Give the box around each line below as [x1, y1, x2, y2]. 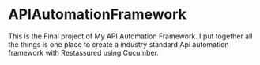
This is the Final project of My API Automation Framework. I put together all [8, 31, 253, 41]
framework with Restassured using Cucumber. [8, 48, 160, 57]
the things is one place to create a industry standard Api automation [8, 39, 229, 49]
